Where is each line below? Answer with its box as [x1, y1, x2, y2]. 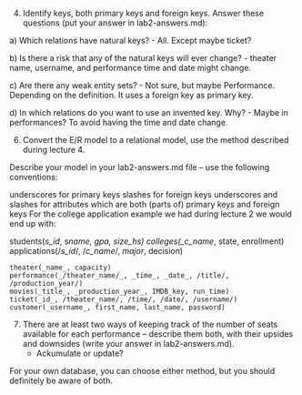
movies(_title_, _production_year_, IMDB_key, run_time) [9, 287, 230, 296]
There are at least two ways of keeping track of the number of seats [22, 319, 278, 329]
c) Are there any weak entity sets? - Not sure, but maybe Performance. [9, 80, 276, 90]
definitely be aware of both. [9, 375, 114, 386]
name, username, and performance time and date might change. [9, 63, 252, 73]
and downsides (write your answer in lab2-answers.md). [22, 339, 235, 349]
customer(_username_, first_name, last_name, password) [9, 303, 226, 312]
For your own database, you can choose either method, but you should [9, 366, 276, 376]
